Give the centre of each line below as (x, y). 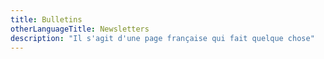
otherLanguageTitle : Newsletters (80, 29)
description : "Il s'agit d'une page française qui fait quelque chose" (162, 38)
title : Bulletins (46, 19)
